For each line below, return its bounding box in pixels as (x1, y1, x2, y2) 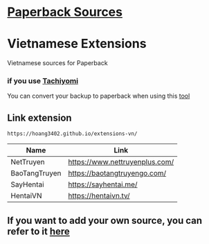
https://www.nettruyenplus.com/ (68, 157, 174, 167)
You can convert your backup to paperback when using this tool (7, 91, 190, 101)
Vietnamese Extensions (7, 36, 147, 52)
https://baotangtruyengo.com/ (68, 168, 167, 178)
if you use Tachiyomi (7, 76, 78, 86)
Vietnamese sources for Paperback (7, 59, 109, 67)
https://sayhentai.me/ (68, 180, 138, 189)
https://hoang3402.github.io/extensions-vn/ (7, 130, 138, 137)
